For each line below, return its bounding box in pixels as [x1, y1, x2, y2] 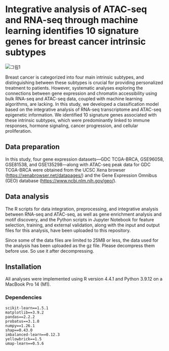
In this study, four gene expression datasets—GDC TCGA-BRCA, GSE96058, [5, 156, 164, 162]
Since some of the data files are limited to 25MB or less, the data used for [5, 237, 159, 243]
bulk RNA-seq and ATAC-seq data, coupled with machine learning [5, 95, 143, 102]
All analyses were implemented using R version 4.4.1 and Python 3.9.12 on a [5, 276, 163, 282]
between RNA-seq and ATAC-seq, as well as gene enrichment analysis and [5, 211, 162, 217]
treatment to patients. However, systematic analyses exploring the [5, 85, 143, 91]
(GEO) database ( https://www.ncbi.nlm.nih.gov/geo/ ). [5, 177, 117, 183]
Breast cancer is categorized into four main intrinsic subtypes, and [5, 74, 144, 80]
